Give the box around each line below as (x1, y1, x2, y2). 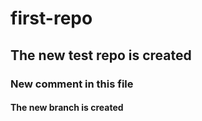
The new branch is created (10, 102, 124, 114)
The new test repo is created (10, 47, 192, 64)
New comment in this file (10, 77, 134, 91)
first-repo (10, 7, 93, 30)
